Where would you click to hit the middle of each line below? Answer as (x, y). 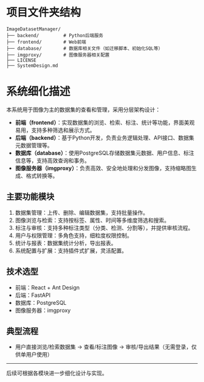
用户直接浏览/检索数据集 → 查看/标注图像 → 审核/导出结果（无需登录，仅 (106, 347)
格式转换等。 (42, 175)
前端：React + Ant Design (47, 287)
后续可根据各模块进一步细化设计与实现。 (57, 373)
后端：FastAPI (32, 295)
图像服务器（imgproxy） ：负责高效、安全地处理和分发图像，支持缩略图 (103, 168)
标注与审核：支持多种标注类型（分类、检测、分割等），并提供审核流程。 (104, 227)
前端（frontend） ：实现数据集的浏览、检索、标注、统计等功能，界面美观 (105, 122)
